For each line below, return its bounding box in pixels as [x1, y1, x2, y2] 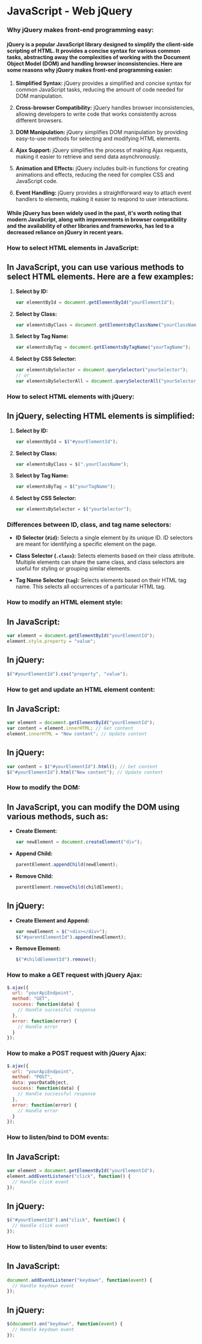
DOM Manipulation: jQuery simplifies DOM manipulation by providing [15, 128, 188, 136]
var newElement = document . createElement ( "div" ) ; [15, 839, 143, 845]
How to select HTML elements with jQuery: [7, 392, 135, 401]
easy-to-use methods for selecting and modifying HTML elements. [15, 135, 181, 142]
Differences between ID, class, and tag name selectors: [7, 520, 172, 529]
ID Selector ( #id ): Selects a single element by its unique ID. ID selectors [15, 534, 193, 542]
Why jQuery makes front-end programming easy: [7, 26, 154, 34]
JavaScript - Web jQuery [7, 4, 133, 18]
